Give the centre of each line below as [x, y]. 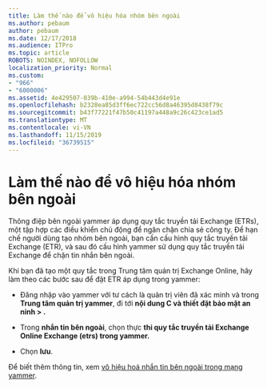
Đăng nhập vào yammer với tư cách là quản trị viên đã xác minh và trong [139, 295]
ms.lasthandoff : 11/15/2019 [55, 135]
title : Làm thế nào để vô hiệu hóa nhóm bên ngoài [94, 16]
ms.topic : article [39, 53]
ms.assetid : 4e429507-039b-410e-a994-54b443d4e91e [94, 98]
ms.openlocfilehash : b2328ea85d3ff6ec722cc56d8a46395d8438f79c [116, 105]
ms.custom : [26, 75]
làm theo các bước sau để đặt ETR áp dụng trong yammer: [104, 279]
